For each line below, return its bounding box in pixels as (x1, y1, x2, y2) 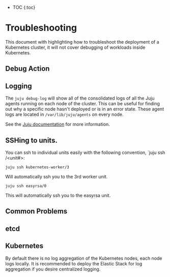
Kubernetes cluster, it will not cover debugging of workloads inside (5, 44, 146, 50)
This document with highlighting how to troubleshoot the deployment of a (5, 39, 159, 45)
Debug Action (5, 65, 50, 73)
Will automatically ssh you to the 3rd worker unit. (5, 173, 108, 179)
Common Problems (5, 207, 68, 216)
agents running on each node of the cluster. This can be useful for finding (5, 101, 160, 107)
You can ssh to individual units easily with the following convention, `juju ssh (5, 149, 165, 156)
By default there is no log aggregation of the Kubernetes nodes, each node (5, 255, 162, 261)
